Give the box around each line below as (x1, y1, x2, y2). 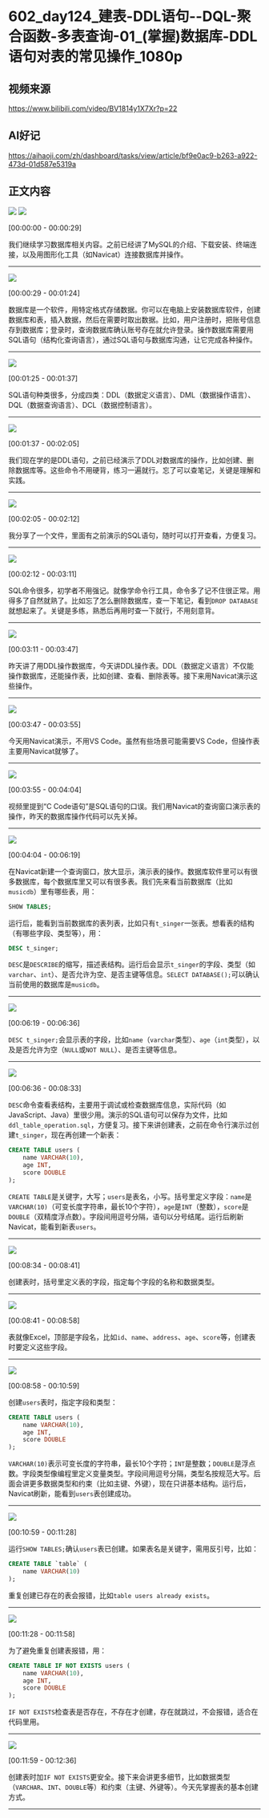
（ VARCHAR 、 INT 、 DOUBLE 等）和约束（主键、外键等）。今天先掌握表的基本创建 (8, 1783, 259, 1792)
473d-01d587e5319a (8, 159, 77, 169)
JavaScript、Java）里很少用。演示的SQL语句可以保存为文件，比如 (8, 1110, 228, 1120)
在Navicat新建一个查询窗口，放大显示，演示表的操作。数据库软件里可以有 (8, 866, 251, 876)
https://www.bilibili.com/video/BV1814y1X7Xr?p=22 (8, 104, 178, 113)
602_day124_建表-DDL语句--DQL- (8, 7, 238, 26)
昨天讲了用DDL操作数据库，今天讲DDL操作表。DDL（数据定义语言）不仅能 (8, 661, 255, 670)
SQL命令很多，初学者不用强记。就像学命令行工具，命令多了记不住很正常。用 (8, 585, 261, 595)
